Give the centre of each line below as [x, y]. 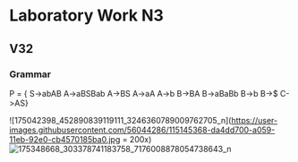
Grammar [30, 74]
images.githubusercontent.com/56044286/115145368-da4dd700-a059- [142, 130]
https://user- [255, 120]
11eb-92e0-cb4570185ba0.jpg [65, 139]
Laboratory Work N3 [86, 16]
